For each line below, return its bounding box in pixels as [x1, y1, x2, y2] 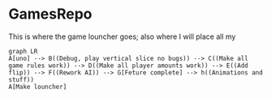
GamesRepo [8, 5, 92, 23]
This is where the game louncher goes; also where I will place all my [8, 32, 236, 41]
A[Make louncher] [8, 83, 67, 91]
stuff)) [8, 75, 35, 83]
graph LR [8, 47, 38, 55]
